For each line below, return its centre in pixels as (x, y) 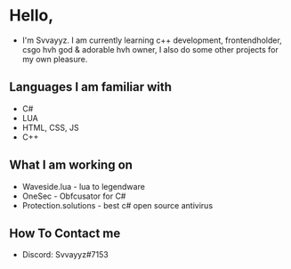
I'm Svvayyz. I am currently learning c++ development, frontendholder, (152, 40)
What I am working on (71, 165)
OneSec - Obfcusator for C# (74, 196)
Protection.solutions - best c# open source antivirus (117, 205)
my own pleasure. (55, 59)
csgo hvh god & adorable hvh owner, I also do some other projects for (150, 49)
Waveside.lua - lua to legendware (83, 186)
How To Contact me (65, 233)
